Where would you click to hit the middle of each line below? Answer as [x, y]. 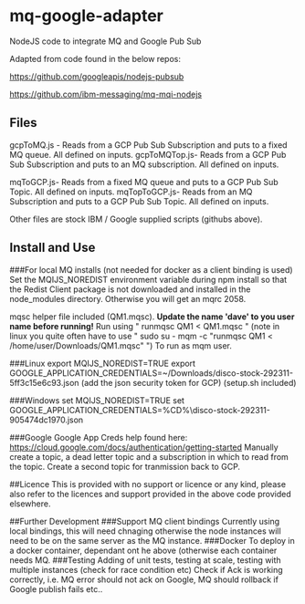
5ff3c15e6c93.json [44, 382]
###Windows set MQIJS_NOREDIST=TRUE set [97, 400]
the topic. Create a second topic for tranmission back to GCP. [125, 466]
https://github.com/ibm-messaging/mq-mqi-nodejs [106, 94]
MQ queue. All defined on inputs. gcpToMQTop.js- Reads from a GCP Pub [148, 154]
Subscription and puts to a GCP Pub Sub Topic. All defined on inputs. [139, 201]
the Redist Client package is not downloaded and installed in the [130, 289]
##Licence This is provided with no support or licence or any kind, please [147, 484]
